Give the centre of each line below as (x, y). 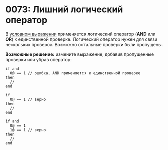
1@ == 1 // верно (28, 130)
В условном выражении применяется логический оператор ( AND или (80, 34)
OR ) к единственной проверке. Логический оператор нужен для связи (81, 39)
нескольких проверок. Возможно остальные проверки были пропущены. (84, 44)
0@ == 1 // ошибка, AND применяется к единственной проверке (75, 73)
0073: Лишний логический (64, 9)
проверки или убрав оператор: (38, 59)
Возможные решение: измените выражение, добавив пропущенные (80, 54)
